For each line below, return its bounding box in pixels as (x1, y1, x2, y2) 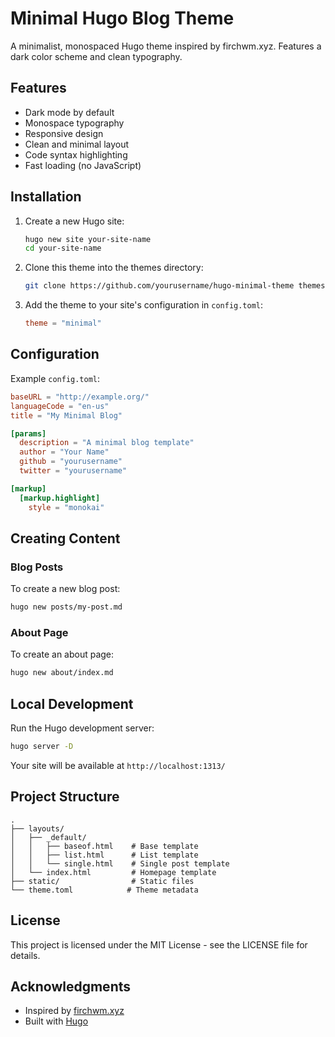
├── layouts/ (10, 823, 65, 834)
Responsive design (24, 127, 104, 139)
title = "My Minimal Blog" (10, 410, 123, 421)
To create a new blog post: (10, 583, 121, 595)
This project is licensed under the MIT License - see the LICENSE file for (10, 938, 308, 951)
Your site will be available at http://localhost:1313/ (10, 759, 226, 771)
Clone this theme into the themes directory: (24, 262, 204, 274)
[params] (10, 428, 47, 439)
